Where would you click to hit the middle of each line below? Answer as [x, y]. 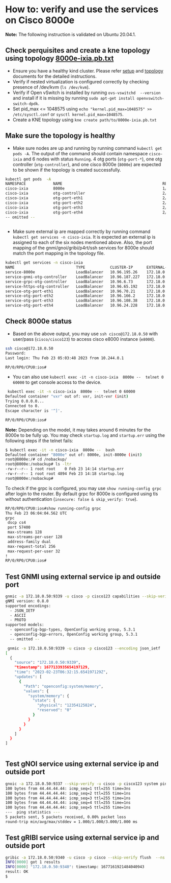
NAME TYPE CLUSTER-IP [69, 268]
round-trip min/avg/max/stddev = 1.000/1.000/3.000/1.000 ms [72, 822]
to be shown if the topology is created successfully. [67, 170]
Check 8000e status [39, 321]
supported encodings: [28, 606]
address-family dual [29, 542]
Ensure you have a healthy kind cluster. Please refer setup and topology [88, 71]
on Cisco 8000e [40, 20]
